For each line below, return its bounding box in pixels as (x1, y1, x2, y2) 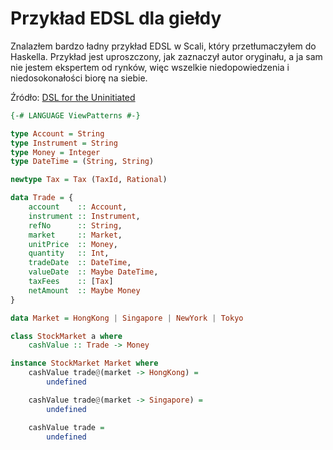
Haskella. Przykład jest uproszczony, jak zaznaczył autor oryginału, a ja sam (10, 50, 323, 62)
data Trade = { (10, 193, 74, 203)
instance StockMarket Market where (10, 358, 159, 369)
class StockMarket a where (10, 331, 123, 341)
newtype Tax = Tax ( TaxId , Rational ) (10, 175, 168, 185)
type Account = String (10, 128, 105, 139)
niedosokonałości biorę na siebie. (10, 72, 148, 84)
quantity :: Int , (28, 248, 110, 259)
